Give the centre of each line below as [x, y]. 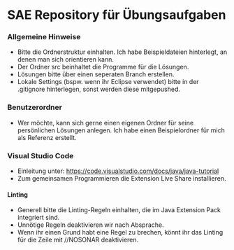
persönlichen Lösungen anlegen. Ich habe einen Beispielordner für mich [121, 130]
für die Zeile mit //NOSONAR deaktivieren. [78, 240]
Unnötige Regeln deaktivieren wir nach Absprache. [90, 225]
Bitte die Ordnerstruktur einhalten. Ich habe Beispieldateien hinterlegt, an [122, 52]
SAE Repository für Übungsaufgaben [117, 15]
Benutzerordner [35, 107]
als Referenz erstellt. [47, 137]
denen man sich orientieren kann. [65, 60]
